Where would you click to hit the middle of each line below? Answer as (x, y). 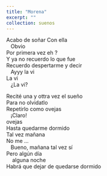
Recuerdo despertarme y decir (44, 65)
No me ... (17, 141)
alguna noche (29, 160)
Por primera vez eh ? (32, 53)
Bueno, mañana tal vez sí (42, 147)
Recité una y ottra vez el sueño (44, 96)
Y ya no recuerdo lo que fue (41, 59)
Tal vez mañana (26, 135)
